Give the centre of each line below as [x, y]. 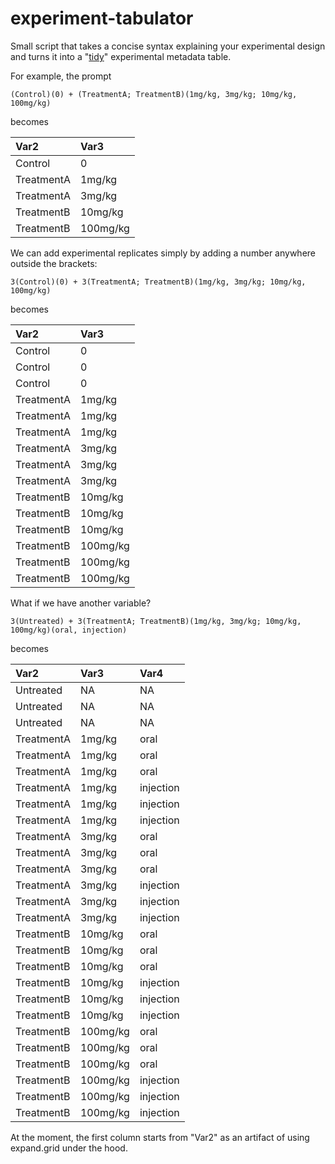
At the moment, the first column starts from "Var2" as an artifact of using [160, 1137]
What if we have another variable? [81, 603]
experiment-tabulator [102, 18]
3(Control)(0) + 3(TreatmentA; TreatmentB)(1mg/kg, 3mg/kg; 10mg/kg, [158, 282]
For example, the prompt [61, 76]
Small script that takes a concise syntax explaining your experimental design [168, 46]
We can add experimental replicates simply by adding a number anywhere [163, 253]
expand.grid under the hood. [69, 1148]
